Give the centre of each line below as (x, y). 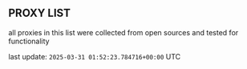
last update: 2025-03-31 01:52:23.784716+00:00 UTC (95, 56)
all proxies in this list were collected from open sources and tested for (123, 32)
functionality (29, 41)
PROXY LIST (39, 13)
